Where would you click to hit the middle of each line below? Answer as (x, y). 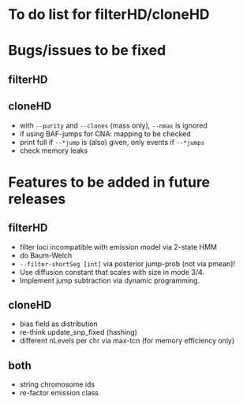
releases (37, 199)
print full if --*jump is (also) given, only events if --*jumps (112, 142)
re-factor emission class (59, 393)
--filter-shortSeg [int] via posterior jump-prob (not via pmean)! (127, 263)
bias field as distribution (58, 324)
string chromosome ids (57, 384)
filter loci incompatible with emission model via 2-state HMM (118, 246)
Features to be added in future (109, 182)
